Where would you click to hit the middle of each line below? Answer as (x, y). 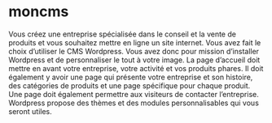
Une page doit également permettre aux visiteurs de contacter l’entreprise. (134, 94)
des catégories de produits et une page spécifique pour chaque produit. (129, 85)
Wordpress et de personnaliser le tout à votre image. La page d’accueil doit (134, 60)
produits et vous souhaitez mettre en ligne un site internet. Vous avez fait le (135, 42)
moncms (39, 12)
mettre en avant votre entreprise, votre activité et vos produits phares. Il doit (136, 68)
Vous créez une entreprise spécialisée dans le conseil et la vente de (122, 34)
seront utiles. (30, 111)
